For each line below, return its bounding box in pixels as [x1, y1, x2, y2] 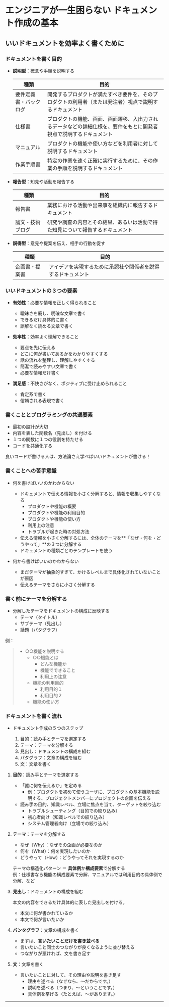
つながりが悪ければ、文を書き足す [20, 950, 91, 956]
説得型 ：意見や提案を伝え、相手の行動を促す [12, 240, 106, 246]
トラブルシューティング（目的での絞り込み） [27, 808, 120, 814]
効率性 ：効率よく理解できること [12, 334, 79, 340]
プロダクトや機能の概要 [27, 503, 76, 509]
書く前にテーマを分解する [5, 595, 67, 602]
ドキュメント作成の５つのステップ [12, 725, 83, 731]
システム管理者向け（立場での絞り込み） [27, 821, 112, 827]
